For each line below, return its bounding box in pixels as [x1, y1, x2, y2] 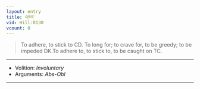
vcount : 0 [6, 25, 31, 31]
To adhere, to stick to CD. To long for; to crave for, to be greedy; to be [20, 41, 192, 48]
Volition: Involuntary [14, 64, 64, 71]
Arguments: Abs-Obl [14, 71, 65, 78]
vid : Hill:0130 [6, 19, 44, 25]
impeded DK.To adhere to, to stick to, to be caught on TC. [20, 48, 162, 55]
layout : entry [6, 8, 42, 15]
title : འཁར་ [6, 14, 35, 20]
